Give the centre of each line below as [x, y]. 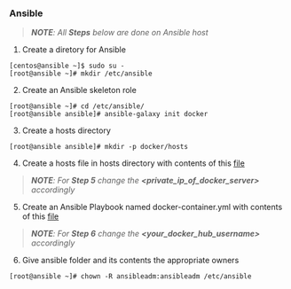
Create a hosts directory [66, 130]
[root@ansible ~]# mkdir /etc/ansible [81, 74]
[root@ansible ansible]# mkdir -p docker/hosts [99, 147]
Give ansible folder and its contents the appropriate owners [130, 261]
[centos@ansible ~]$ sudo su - [67, 66]
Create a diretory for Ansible [74, 50]
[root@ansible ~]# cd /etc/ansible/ [77, 106]
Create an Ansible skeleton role [79, 90]
